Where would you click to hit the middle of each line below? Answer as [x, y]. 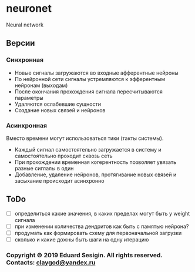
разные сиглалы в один [44, 168]
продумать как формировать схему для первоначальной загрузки [98, 233]
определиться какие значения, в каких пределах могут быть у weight [102, 213]
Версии [21, 43]
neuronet [29, 9]
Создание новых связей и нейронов [60, 110]
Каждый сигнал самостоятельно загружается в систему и [88, 149]
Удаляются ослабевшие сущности [58, 104]
